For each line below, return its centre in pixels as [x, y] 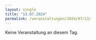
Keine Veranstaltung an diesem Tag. [42, 33]
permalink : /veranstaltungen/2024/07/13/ [48, 19]
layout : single [21, 10]
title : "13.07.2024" [26, 14]
